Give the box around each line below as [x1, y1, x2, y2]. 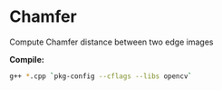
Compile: [9, 54, 45, 65]
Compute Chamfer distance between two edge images [9, 36, 214, 47]
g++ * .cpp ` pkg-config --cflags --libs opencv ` [9, 71, 193, 81]
